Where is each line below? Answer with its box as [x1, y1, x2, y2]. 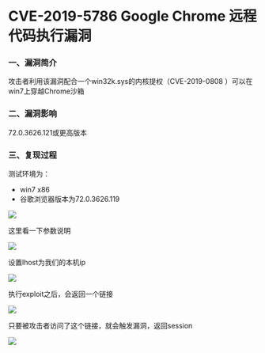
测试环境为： [8, 169, 50, 179]
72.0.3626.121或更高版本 [8, 127, 88, 137]
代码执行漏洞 [8, 27, 93, 45]
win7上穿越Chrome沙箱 [8, 86, 85, 96]
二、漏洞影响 [8, 108, 58, 120]
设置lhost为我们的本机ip [8, 258, 85, 268]
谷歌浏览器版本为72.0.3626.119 [19, 195, 120, 204]
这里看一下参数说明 [8, 226, 71, 236]
